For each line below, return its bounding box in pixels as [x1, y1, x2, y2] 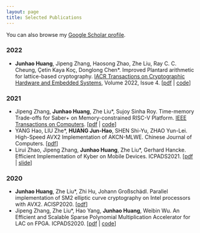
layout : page [6, 8, 39, 15]
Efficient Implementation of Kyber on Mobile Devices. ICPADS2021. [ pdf [14, 153, 193, 160]
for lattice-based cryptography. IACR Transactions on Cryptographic [14, 72, 186, 80]
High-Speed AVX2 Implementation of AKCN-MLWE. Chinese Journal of [14, 133, 192, 141]
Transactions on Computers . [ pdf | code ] [14, 121, 117, 128]
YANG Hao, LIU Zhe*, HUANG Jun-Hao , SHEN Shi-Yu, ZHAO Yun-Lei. [14, 127, 188, 135]
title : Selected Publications [6, 14, 83, 21]
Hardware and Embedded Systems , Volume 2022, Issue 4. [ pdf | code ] [14, 79, 191, 86]
